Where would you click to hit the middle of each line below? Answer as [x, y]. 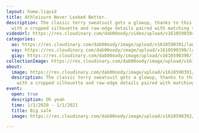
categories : [21, 39]
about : [14, 66]
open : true [25, 94]
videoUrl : [18, 34]
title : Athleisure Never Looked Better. [57, 17]
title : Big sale [31, 111]
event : [14, 89]
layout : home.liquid [32, 12]
